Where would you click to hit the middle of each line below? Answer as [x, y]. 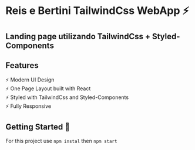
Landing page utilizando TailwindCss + [78, 36]
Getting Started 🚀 [38, 127]
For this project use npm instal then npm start [61, 141]
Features [22, 65]
